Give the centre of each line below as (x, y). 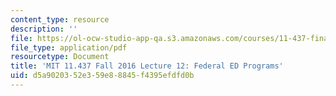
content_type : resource (60, 19)
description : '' (44, 29)
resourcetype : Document (60, 57)
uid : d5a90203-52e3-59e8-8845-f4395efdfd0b (102, 76)
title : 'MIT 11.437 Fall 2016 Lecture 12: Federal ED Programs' (147, 66)
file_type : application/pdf (69, 47)
